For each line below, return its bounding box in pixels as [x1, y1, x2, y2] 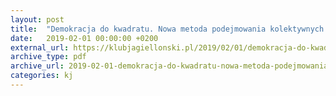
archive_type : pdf [10, 52, 87, 62]
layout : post [10, 14, 65, 25]
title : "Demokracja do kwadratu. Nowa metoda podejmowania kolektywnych [10, 24, 325, 34]
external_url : [10, 42, 70, 53]
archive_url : [10, 61, 65, 71]
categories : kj [10, 71, 74, 81]
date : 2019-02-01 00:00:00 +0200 [10, 33, 159, 43]
